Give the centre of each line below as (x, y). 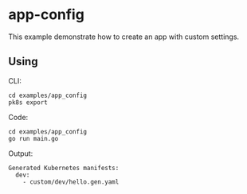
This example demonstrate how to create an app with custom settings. (124, 37)
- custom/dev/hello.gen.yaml (71, 182)
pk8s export (28, 102)
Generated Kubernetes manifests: (64, 168)
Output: (21, 153)
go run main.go (33, 138)
